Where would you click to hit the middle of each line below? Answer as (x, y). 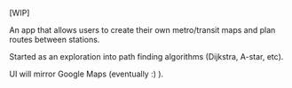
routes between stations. (55, 40)
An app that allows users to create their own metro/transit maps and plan (142, 30)
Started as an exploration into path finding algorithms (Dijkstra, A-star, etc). (146, 56)
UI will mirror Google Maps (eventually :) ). (87, 74)
